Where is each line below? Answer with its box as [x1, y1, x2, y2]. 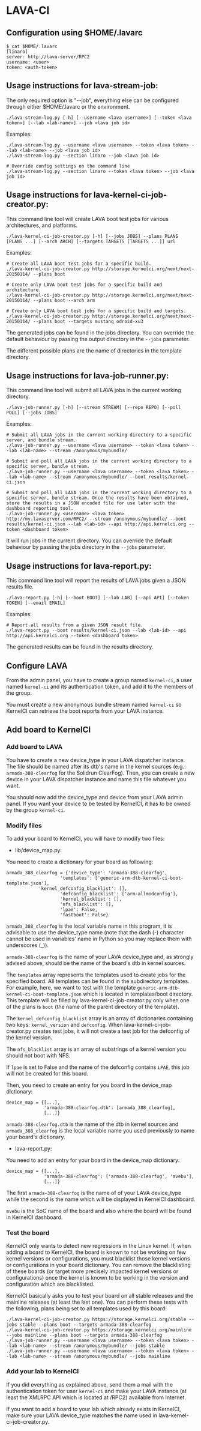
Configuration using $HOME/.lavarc [6, 28, 143, 38]
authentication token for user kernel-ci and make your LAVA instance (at [6, 1387, 187, 1394]
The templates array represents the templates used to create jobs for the [6, 971, 186, 979]
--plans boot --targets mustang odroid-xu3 [32, 318, 144, 324]
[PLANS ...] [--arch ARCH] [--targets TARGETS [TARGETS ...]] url [6, 238, 176, 244]
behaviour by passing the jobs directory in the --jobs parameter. [6, 543, 166, 551]
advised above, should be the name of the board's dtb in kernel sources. [6, 960, 186, 967]
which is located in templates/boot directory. [83, 990, 193, 997]
